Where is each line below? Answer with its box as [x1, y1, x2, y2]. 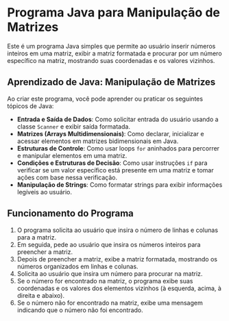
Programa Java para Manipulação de [7, 5, 221, 21]
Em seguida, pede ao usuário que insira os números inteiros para [16, 240, 201, 248]
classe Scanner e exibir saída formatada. [16, 122, 130, 131]
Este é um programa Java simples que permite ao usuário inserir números [7, 42, 216, 50]
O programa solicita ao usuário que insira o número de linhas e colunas [16, 226, 218, 234]
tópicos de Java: [7, 101, 54, 110]
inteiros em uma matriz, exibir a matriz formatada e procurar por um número [7, 49, 222, 57]
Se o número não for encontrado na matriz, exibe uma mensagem [16, 298, 204, 307]
